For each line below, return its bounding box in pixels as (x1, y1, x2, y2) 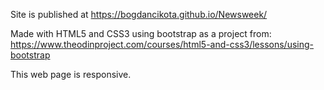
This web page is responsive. (10, 69, 132, 80)
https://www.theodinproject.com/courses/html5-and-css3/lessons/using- (10, 39, 315, 50)
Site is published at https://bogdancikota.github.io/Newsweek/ (10, 9, 268, 20)
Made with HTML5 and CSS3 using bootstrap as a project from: (10, 28, 272, 39)
